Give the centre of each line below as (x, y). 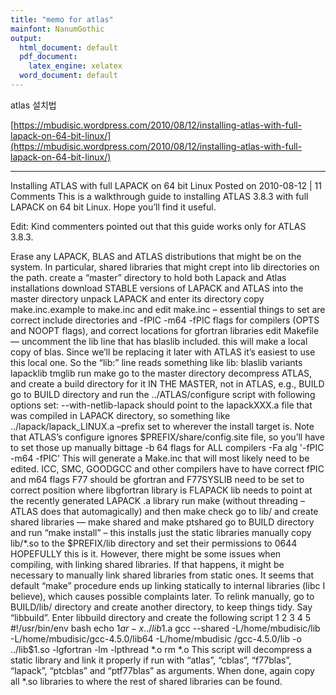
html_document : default (68, 47)
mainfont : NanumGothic (57, 29)
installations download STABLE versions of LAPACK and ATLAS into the (157, 288)
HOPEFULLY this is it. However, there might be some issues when (146, 553)
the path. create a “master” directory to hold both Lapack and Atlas (148, 277)
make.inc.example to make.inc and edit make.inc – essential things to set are (168, 309)
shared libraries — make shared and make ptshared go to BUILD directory (162, 522)
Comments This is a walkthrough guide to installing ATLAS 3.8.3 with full (159, 196)
